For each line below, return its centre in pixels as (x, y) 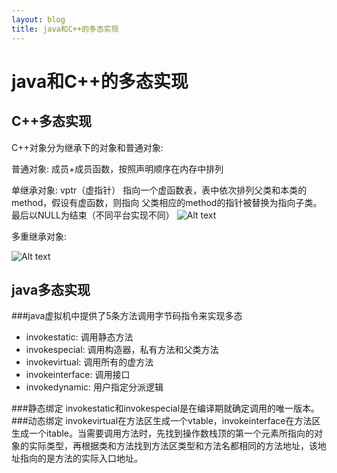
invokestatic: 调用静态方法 (79, 337)
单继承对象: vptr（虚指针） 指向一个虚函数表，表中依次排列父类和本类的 (159, 190)
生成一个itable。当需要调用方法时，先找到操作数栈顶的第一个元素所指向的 (163, 433)
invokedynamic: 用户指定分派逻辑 (94, 387)
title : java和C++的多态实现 (65, 29)
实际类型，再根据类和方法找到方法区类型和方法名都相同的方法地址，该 (173, 446)
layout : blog (38, 19)
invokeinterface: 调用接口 (78, 375)
